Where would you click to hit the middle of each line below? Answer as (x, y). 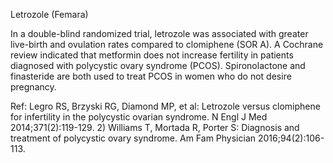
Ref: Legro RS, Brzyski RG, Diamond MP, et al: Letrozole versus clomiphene (165, 106)
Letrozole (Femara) (49, 14)
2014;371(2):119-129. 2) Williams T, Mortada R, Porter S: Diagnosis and (155, 127)
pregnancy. (33, 87)
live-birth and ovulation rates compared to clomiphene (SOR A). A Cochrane (167, 44)
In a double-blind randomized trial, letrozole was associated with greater (159, 33)
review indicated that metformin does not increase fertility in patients (152, 55)
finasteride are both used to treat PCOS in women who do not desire (151, 76)
